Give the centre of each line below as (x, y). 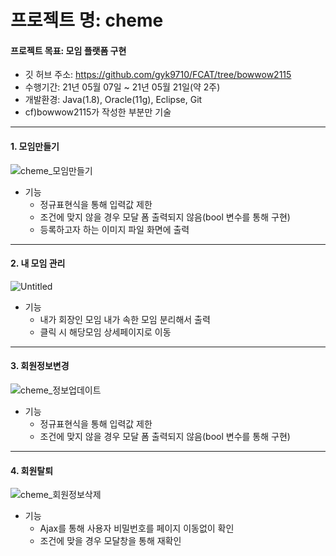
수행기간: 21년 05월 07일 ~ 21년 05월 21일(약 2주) (122, 87)
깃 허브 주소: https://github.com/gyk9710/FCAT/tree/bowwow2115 (158, 75)
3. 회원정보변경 (40, 366)
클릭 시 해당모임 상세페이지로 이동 (105, 332)
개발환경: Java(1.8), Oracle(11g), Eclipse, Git (113, 100)
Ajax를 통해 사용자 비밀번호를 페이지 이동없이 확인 (137, 528)
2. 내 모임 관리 (38, 263)
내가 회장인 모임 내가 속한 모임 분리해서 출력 (125, 319)
